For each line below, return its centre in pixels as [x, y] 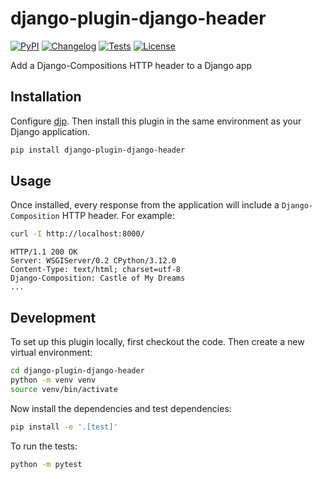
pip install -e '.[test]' [64, 427]
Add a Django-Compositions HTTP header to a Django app [131, 65]
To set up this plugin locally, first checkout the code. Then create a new [157, 342]
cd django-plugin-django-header [77, 371]
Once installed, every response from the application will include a [145, 205]
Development [53, 317]
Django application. [50, 131]
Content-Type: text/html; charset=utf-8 [96, 270]
